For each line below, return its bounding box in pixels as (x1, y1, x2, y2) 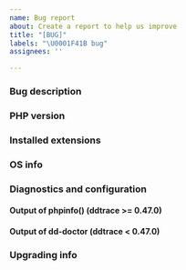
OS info (9, 158, 44, 171)
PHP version (9, 109, 66, 122)
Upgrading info (9, 248, 77, 261)
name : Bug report (9, 13, 76, 23)
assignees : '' (9, 47, 64, 56)
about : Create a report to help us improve (9, 22, 178, 31)
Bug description (9, 85, 82, 98)
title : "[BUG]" (9, 30, 67, 39)
